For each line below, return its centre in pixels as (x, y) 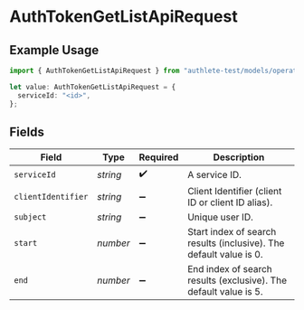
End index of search (230, 269)
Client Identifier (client (234, 192)
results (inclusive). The (236, 243)
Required (159, 157)
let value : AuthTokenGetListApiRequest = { (93, 87)
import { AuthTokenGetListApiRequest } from (95, 70)
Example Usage (54, 50)
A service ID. (214, 174)
